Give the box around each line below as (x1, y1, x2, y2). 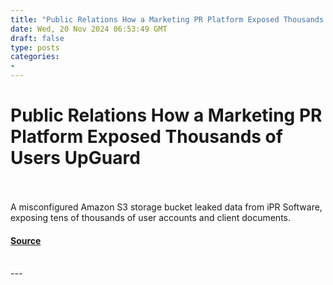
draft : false (10, 33, 65, 43)
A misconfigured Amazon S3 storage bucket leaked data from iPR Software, (10, 201, 323, 213)
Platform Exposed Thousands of (10, 126, 283, 148)
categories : (10, 52, 60, 62)
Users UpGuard (10, 147, 141, 170)
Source (10, 234, 42, 246)
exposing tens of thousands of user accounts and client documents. (10, 211, 292, 223)
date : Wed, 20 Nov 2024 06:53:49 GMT (10, 24, 168, 34)
